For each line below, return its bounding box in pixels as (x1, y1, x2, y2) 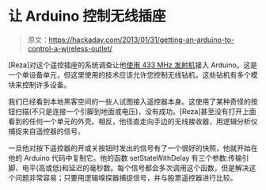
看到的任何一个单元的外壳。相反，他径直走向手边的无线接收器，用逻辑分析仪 (8, 116, 258, 126)
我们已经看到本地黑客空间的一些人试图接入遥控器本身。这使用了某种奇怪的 (8, 97, 251, 106)
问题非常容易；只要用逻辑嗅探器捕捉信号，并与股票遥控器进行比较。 (14, 173, 237, 182)
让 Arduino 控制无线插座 (8, 7, 166, 25)
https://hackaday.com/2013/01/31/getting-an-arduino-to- (48, 35, 235, 44)
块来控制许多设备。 (8, 80, 71, 89)
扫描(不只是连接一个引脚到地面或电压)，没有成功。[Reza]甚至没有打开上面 (14, 106, 256, 116)
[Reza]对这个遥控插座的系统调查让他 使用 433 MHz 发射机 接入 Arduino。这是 (8, 60, 258, 70)
